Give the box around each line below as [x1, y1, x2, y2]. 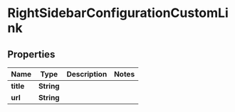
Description [66, 69, 108, 79]
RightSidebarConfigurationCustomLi [7, 5, 229, 21]
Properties [7, 48, 56, 60]
